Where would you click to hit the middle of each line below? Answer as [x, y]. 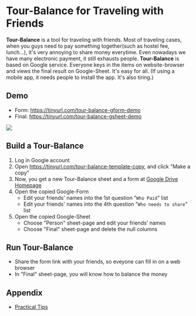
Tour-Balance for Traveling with [85, 11]
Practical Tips [31, 307]
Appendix [24, 293]
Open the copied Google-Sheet [53, 216]
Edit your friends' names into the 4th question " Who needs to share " [105, 204]
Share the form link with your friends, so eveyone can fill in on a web [97, 262]
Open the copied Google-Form [52, 191]
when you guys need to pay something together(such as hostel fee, [88, 46]
